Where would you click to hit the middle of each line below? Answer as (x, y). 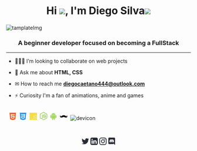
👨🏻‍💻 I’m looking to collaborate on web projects (71, 61)
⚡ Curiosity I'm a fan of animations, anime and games (79, 95)
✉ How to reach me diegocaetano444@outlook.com (80, 84)
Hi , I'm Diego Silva (96, 11)
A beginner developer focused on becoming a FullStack (98, 43)
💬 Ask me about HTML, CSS (49, 72)
